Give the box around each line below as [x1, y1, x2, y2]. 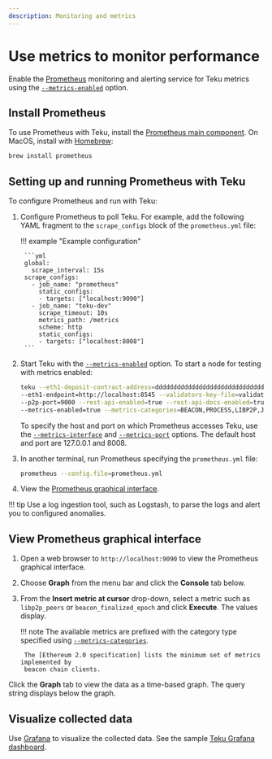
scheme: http [38, 323, 83, 332]
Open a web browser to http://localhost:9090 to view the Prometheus [19, 554, 258, 564]
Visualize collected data [8, 712, 132, 726]
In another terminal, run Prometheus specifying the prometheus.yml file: [19, 453, 258, 464]
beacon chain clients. [24, 665, 101, 674]
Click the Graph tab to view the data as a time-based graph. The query [8, 680, 246, 690]
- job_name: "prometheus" [31, 281, 119, 289]
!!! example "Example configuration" [19, 237, 141, 246]
